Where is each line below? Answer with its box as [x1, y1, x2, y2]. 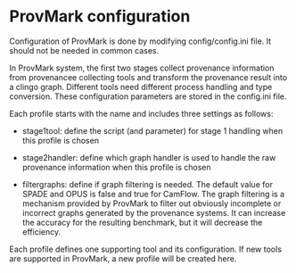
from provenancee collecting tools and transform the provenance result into [9, 71, 288, 82]
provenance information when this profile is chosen [21, 161, 211, 172]
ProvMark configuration [9, 6, 191, 27]
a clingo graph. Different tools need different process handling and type [9, 81, 273, 92]
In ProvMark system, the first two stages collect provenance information [9, 62, 275, 73]
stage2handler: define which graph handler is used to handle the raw [21, 152, 276, 162]
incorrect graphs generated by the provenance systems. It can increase [21, 207, 286, 218]
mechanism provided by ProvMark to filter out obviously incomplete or [21, 198, 282, 209]
